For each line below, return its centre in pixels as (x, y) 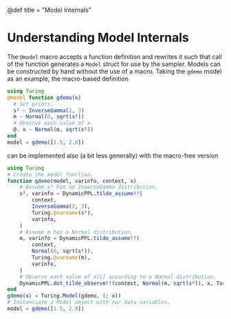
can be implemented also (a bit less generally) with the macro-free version (113, 155)
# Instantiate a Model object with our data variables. (89, 302)
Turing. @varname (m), (61, 258)
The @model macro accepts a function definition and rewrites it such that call (114, 56)
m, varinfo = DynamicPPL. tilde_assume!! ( (79, 239)
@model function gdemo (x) (44, 98)
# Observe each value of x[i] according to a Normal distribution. (118, 277)
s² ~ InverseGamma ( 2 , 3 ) (49, 110)
